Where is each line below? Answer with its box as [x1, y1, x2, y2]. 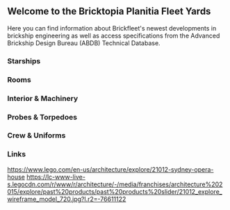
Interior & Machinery [7, 93, 79, 103]
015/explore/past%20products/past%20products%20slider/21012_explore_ [7, 187, 222, 195]
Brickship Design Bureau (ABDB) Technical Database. [7, 38, 161, 47]
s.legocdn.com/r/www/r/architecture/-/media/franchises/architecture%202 [7, 180, 223, 188]
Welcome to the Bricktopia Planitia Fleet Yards [7, 6, 211, 17]
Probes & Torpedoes [7, 112, 78, 122]
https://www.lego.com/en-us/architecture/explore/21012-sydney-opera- [7, 165, 214, 173]
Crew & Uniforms [7, 131, 66, 140]
